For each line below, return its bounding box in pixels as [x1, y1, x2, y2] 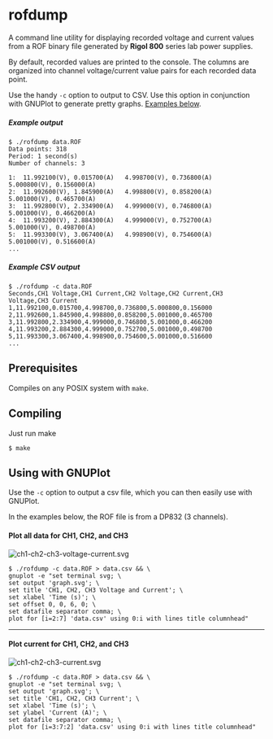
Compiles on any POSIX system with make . [8, 383, 149, 392]
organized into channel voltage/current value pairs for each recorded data [8, 65, 257, 75]
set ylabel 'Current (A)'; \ [8, 708, 107, 717]
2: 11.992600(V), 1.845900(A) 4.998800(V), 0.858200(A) [8, 187, 213, 196]
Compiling [8, 407, 63, 421]
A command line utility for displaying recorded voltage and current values [8, 33, 254, 42]
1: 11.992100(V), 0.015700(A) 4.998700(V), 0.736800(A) [8, 173, 213, 181]
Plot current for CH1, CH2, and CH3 [8, 639, 129, 649]
